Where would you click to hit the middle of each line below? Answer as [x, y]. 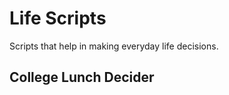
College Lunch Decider [82, 77]
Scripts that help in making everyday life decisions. [114, 46]
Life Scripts [58, 18]
